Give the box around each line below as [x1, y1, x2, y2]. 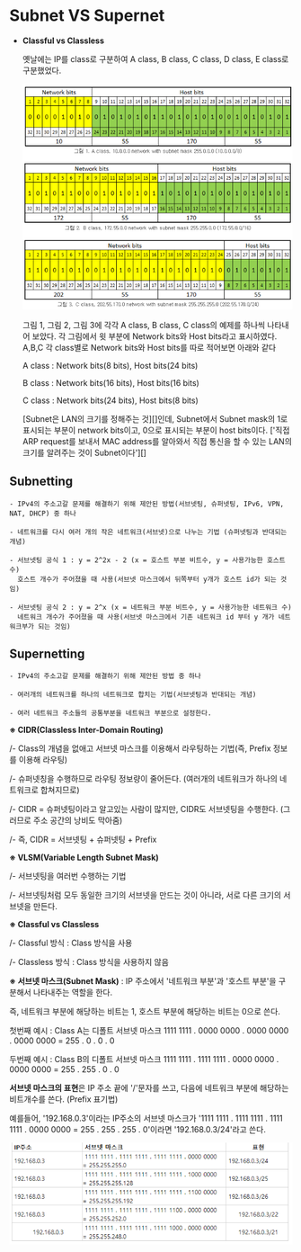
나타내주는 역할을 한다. [32, 987, 113, 998]
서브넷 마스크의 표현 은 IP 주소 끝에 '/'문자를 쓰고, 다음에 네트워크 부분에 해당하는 [9, 1083, 289, 1094]
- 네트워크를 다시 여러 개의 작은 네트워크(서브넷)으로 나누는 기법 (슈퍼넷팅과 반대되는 [9, 527, 288, 536]
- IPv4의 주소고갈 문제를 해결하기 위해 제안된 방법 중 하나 [9, 672, 201, 681]
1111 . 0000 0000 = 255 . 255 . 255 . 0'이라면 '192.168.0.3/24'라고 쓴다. [9, 1124, 267, 1135]
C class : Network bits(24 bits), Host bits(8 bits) [22, 395, 199, 406]
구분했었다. [22, 65, 62, 76]
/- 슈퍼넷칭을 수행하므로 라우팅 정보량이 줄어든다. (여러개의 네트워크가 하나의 [9, 774, 279, 784]
